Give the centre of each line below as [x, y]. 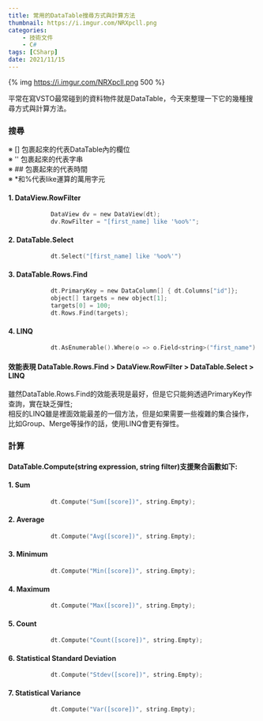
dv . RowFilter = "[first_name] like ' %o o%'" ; [125, 222]
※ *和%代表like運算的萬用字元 [56, 179]
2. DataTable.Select [41, 240]
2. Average [26, 519]
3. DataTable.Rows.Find [48, 274]
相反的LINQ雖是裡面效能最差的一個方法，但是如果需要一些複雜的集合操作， [130, 414]
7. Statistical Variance [45, 693]
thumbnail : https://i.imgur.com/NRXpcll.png [83, 23]
